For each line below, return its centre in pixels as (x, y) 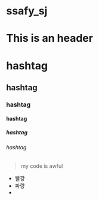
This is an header (50, 39)
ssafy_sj (27, 11)
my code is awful (42, 166)
